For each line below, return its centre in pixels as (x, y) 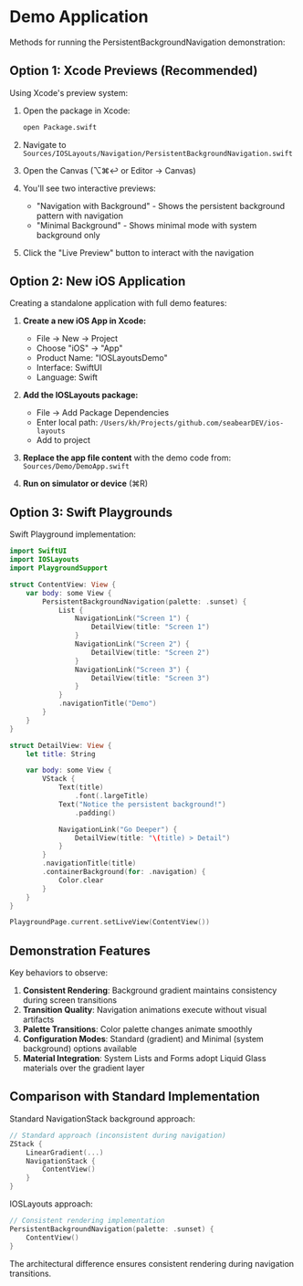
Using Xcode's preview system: (69, 92)
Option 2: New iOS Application (98, 282)
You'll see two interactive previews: (89, 188)
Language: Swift (67, 377)
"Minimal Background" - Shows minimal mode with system (146, 225)
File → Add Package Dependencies (103, 413)
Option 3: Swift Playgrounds (91, 512)
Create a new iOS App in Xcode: (84, 321)
